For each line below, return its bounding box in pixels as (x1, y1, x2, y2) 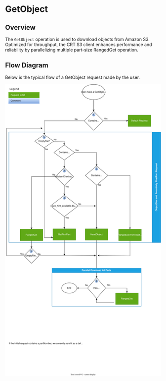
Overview (5, 23, 36, 32)
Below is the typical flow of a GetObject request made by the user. (5, 74, 140, 80)
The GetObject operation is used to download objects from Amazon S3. (5, 36, 150, 42)
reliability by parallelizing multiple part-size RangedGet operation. (5, 47, 138, 53)
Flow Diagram (5, 61, 48, 70)
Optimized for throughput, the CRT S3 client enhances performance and (5, 42, 152, 48)
